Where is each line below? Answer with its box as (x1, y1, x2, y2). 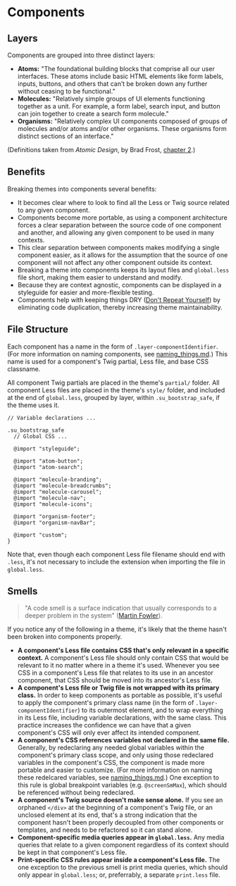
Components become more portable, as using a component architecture (17, 213, 228, 222)
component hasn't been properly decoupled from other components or (17, 818, 224, 827)
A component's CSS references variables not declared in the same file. (17, 736, 230, 744)
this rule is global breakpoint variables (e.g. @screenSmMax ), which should (17, 781, 228, 790)
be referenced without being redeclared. (17, 788, 135, 797)
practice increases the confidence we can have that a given (17, 721, 192, 730)
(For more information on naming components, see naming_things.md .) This (7, 349, 228, 358)
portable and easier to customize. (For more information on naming (17, 766, 213, 775)
